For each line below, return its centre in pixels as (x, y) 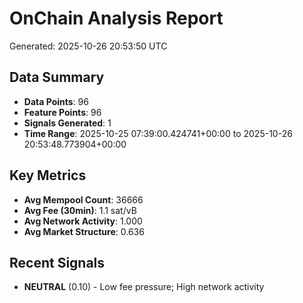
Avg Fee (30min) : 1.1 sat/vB (80, 210)
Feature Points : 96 (62, 112)
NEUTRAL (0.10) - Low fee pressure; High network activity (144, 287)
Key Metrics (48, 175)
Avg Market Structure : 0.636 (84, 231)
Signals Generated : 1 (67, 123)
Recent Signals (57, 262)
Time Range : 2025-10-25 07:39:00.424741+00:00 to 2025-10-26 (158, 133)
